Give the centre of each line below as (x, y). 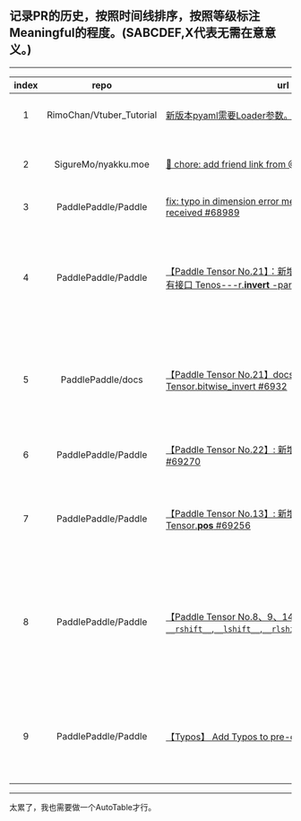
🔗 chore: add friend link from (226, 164)
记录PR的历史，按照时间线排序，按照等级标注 (135, 16)
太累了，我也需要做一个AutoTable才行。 (83, 807)
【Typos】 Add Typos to (217, 737)
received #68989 (202, 212)
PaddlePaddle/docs (102, 380)
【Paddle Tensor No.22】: (220, 450)
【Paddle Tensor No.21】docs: (231, 374)
